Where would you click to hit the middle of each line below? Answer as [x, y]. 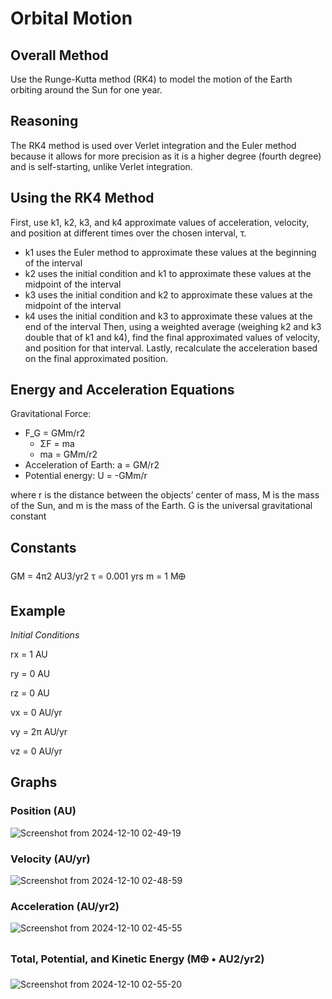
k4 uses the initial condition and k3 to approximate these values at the [168, 316]
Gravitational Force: [51, 414]
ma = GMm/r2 [68, 454]
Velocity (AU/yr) [50, 859]
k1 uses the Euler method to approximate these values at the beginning [170, 252]
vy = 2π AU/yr [39, 732]
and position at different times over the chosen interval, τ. [128, 233]
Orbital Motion [71, 18]
